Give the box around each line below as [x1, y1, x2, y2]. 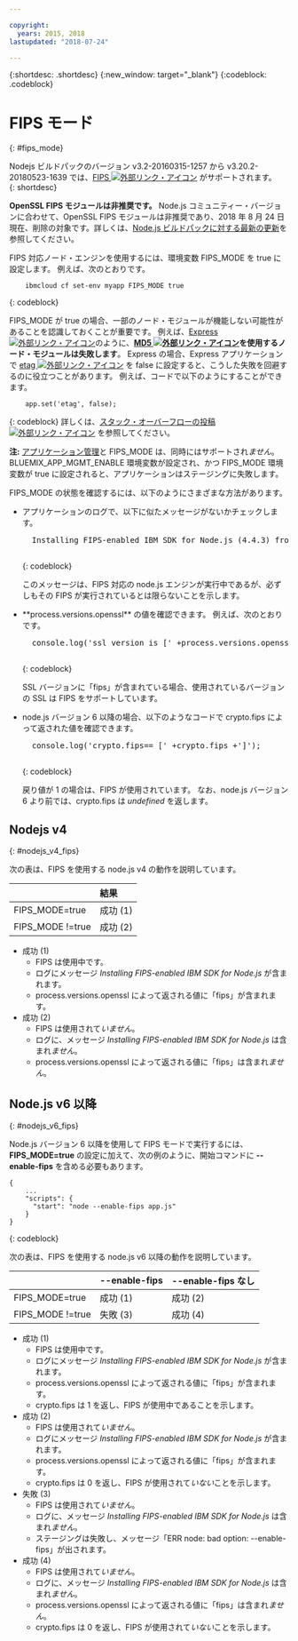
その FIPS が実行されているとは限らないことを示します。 [37, 590, 245, 601]
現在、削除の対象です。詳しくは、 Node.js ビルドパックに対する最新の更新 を [9, 223, 288, 234]
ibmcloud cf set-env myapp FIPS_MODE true [25, 282, 184, 291]
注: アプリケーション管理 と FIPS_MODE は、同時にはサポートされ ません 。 [9, 446, 279, 458]
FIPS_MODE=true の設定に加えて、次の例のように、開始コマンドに [9, 1150, 255, 1160]
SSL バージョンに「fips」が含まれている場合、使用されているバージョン [21, 681, 286, 693]
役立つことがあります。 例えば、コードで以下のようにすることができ [32, 370, 283, 382]
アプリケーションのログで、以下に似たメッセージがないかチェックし [21, 506, 271, 517]
